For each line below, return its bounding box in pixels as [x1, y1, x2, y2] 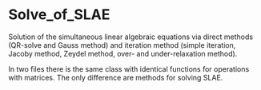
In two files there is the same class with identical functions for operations [8, 64, 250, 73]
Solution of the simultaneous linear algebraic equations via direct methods [8, 32, 254, 41]
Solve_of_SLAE [8, 6, 110, 24]
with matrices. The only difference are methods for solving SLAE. [8, 72, 223, 82]
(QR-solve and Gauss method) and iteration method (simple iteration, [8, 40, 236, 49]
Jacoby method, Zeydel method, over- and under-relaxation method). [8, 49, 238, 58]
